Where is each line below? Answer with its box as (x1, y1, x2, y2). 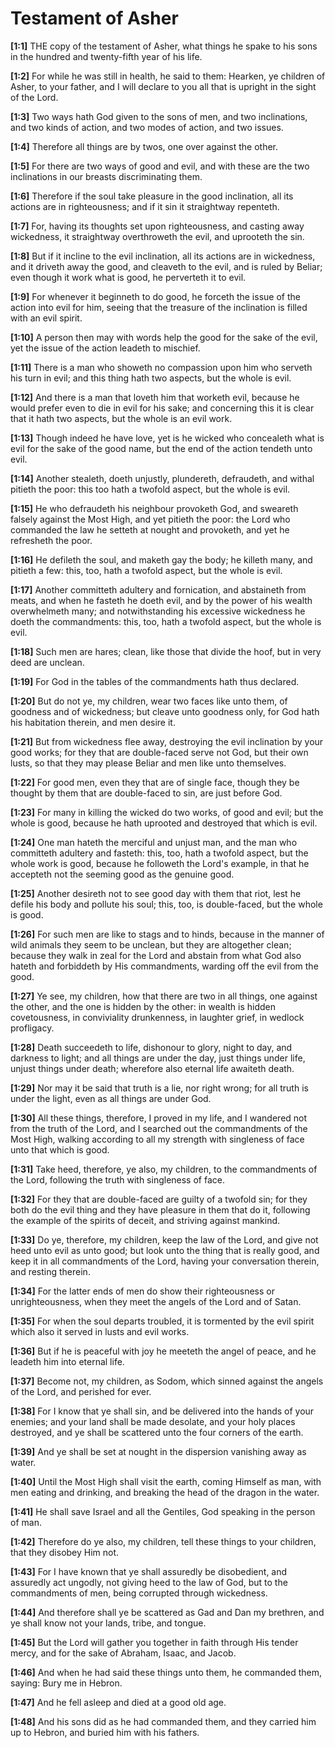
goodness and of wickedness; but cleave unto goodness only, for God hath (10, 705, 320, 717)
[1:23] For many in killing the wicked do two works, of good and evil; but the (10, 806, 324, 818)
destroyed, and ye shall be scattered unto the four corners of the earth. (10, 1426, 304, 1438)
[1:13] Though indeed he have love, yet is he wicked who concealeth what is (10, 432, 325, 444)
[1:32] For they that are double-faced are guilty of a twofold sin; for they (10, 1193, 308, 1205)
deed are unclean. (10, 656, 85, 668)
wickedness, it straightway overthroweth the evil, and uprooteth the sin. (10, 230, 305, 242)
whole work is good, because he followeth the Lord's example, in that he (10, 857, 310, 869)
